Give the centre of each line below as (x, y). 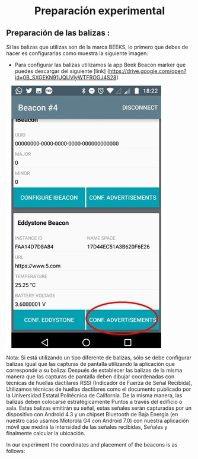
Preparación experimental (100, 11)
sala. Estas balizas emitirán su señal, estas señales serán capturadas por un (99, 408)
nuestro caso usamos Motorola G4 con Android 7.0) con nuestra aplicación (98, 420)
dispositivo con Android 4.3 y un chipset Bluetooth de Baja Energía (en (92, 414)
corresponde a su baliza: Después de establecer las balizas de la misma (94, 370)
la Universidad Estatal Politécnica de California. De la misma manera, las (94, 395)
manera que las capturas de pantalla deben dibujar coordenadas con (90, 377)
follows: (16, 451)
